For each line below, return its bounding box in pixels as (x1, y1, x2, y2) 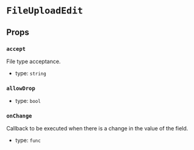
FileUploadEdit (6, 5, 84, 17)
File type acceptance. (6, 58, 61, 65)
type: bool (15, 97, 41, 105)
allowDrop (6, 84, 35, 92)
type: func (15, 137, 41, 144)
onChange (6, 113, 32, 119)
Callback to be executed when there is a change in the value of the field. (6, 125, 189, 132)
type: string (15, 69, 47, 77)
